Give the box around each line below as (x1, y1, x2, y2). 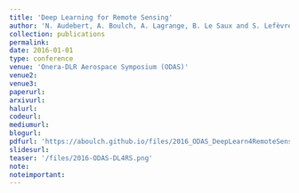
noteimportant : (9, 170, 66, 179)
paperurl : (9, 87, 46, 96)
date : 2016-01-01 (9, 46, 74, 55)
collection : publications (9, 29, 105, 38)
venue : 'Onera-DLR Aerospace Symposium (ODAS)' (9, 63, 190, 72)
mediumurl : (9, 121, 50, 130)
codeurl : (9, 112, 42, 121)
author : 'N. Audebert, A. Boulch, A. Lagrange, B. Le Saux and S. (9, 21, 261, 30)
